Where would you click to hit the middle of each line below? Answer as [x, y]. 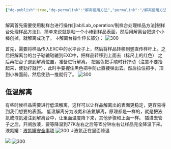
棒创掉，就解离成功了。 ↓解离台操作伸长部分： [55, 38]
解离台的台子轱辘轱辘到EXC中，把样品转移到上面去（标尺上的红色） [85, 55]
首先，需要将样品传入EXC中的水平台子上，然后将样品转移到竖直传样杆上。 [83, 48]
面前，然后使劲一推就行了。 [48, 74]
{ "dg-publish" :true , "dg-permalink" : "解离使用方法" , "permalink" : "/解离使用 [82, 10]
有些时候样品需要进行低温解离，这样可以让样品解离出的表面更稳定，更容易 [83, 105]
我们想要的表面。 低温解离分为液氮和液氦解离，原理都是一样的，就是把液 [86, 111]
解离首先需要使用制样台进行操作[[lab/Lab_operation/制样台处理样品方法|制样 [85, 25]
